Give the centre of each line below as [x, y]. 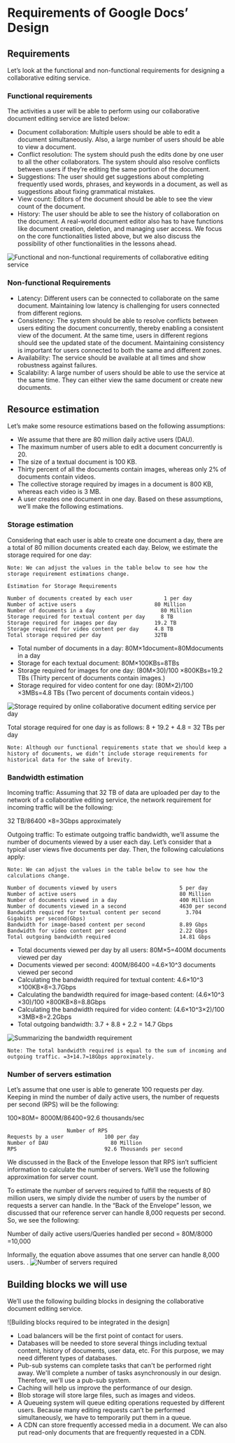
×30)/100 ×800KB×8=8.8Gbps [62, 1002]
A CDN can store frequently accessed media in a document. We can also [122, 1425]
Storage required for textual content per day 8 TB [90, 617]
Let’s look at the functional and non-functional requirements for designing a [116, 70]
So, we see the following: [44, 1220]
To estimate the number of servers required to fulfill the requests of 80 [109, 1190]
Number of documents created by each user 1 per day [100, 598]
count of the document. [51, 206]
